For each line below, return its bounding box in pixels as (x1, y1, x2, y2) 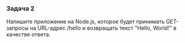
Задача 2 (6, 4, 35, 13)
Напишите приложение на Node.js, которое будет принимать (6, 18, 165, 25)
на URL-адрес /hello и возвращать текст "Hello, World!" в (30, 24, 177, 31)
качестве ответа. (6, 31, 51, 38)
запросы (6, 24, 29, 31)
